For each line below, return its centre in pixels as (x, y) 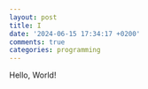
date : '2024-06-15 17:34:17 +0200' (75, 33)
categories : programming (55, 50)
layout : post (33, 17)
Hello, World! (33, 75)
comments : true (37, 42)
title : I (25, 26)
